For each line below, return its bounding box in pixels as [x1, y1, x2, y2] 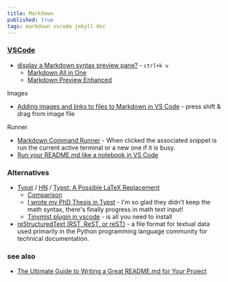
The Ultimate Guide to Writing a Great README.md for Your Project [16, 267, 207, 275]
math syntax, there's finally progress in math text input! [27, 205, 183, 213]
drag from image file [16, 109, 76, 117]
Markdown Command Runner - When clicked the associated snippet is [16, 136, 218, 144]
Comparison [27, 190, 62, 199]
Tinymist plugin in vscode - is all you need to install [27, 212, 172, 220]
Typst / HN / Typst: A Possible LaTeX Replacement [16, 183, 160, 191]
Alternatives [7, 167, 49, 177]
